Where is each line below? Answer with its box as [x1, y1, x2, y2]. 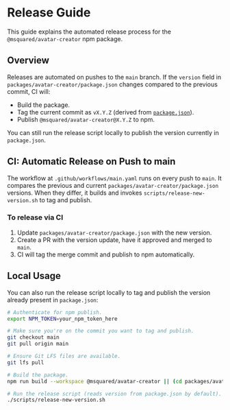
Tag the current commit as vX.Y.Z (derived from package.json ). [16, 108, 194, 116]
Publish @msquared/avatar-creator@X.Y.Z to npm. [16, 115, 155, 123]
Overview [7, 55, 50, 67]
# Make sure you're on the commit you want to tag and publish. [7, 328, 194, 335]
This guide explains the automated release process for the [7, 27, 171, 36]
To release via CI [7, 213, 64, 222]
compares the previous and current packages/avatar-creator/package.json [7, 181, 219, 189]
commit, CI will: [7, 87, 51, 95]
